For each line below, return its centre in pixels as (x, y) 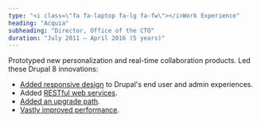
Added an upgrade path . (60, 101)
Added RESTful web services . (68, 93)
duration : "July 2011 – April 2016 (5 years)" (87, 38)
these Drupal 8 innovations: (53, 69)
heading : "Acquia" (39, 23)
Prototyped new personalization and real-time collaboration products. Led (129, 61)
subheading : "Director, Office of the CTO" (82, 30)
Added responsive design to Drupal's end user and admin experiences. (136, 85)
